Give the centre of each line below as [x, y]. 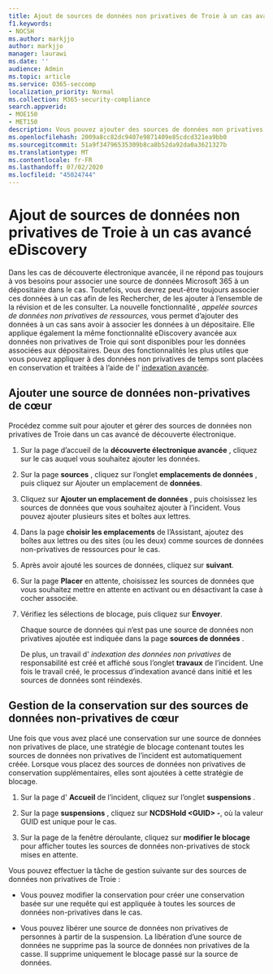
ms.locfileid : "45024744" [52, 175]
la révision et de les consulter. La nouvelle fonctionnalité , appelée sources [133, 307]
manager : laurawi [38, 54]
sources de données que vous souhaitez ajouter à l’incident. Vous [130, 507]
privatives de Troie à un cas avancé [130, 233]
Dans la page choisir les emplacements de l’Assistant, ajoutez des [132, 532]
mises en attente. [49, 854]
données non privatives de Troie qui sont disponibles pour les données [127, 341]
